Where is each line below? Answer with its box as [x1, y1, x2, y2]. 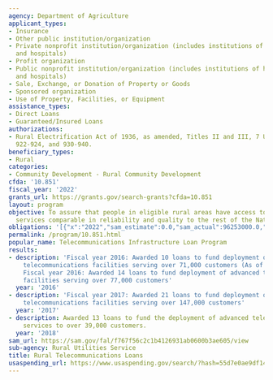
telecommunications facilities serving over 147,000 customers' [23, 299, 245, 307]
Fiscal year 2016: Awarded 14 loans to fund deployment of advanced [23, 269, 260, 277]
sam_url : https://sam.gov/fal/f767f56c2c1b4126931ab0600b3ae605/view [8, 336, 249, 345]
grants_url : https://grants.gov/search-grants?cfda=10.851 [8, 192, 213, 201]
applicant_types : [8, 19, 67, 28]
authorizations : [8, 125, 63, 133]
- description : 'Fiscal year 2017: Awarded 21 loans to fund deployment [8, 291, 260, 300]
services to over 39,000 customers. [23, 322, 148, 330]
